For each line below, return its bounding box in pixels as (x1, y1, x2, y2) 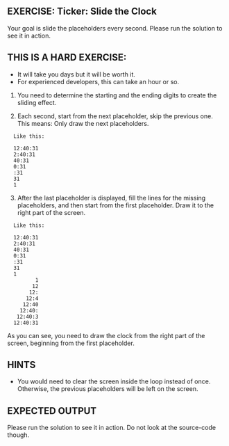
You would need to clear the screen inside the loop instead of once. (17, 377, 211, 385)
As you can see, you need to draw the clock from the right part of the (7, 331, 205, 340)
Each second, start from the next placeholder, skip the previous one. (17, 111, 213, 120)
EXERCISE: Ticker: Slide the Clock (7, 6, 158, 17)
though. (7, 431, 30, 439)
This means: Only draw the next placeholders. (17, 119, 149, 127)
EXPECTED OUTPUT (7, 405, 97, 417)
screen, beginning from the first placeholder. (7, 339, 135, 347)
